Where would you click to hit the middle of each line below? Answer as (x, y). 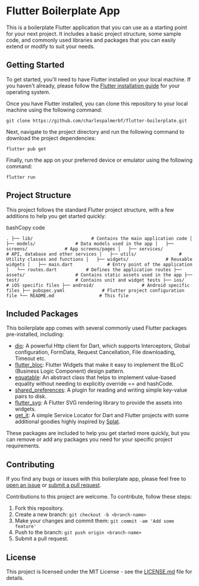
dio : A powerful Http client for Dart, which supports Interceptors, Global (102, 346)
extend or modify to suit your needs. (50, 46)
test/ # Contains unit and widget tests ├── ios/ (95, 280)
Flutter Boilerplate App (63, 11)
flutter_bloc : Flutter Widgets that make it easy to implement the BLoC (99, 365)
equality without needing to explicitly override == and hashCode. (94, 384)
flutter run (21, 177)
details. (15, 578)
